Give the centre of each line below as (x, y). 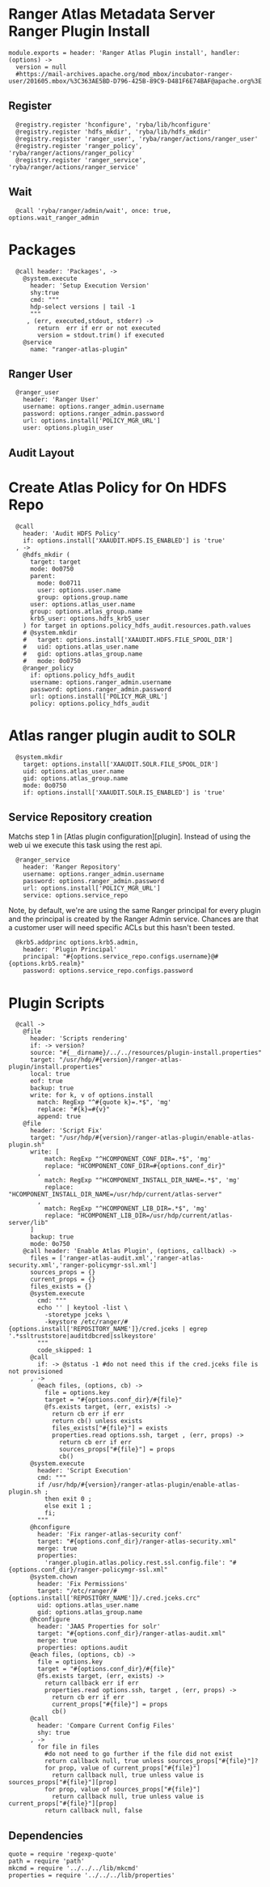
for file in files (68, 1747)
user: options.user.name (79, 590)
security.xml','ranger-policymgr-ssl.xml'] (83, 1265)
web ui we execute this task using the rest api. (85, 845)
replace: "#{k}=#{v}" (74, 1110)
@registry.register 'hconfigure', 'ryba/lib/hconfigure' (114, 125)
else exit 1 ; (68, 1507)
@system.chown (54, 1577)
